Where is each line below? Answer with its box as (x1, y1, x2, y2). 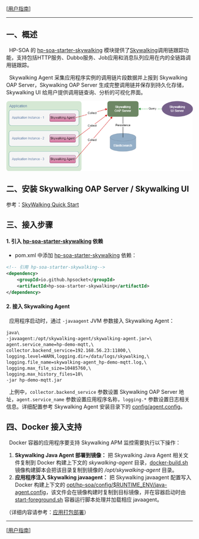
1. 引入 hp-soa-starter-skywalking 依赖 (6, 238, 104, 245)
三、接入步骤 (6, 220, 53, 230)
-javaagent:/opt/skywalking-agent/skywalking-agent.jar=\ (6, 335, 152, 342)
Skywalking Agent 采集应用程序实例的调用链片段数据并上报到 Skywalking (8, 73, 188, 81)
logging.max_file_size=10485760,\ (6, 365, 92, 371)
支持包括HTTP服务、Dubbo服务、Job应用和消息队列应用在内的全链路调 (16, 54, 191, 61)
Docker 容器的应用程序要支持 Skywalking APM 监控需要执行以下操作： (8, 439, 181, 446)
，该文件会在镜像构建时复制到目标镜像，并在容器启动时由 (46, 488, 187, 496)
